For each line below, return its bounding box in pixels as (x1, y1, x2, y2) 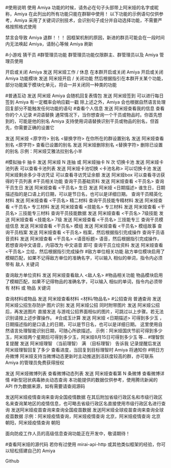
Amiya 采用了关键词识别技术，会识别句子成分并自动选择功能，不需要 (14, 17, 158, 23)
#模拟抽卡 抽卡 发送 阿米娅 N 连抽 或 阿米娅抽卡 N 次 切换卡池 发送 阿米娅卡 (5, 159, 164, 165)
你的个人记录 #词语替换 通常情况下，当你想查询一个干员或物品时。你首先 (5, 112, 158, 118)
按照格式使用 (9, 24, 37, 30)
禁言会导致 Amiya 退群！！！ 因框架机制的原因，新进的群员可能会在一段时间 (5, 35, 165, 40)
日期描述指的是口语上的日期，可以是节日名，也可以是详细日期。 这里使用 (5, 321, 158, 327)
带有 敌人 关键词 (5, 261, 39, 267)
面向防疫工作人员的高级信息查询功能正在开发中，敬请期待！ (5, 431, 130, 436)
